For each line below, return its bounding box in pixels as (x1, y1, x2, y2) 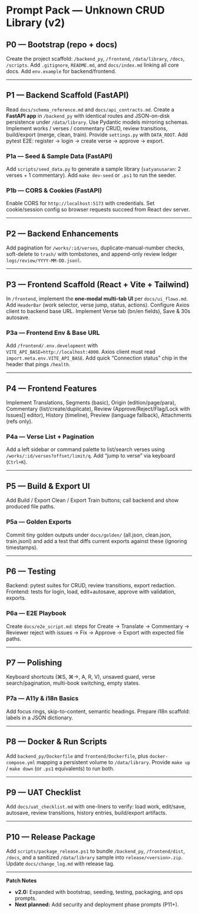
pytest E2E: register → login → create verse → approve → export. (6, 137, 164, 144)
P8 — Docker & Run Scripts (6, 737, 107, 747)
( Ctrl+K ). (6, 458, 28, 466)
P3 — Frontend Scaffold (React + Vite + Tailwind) (6, 280, 190, 290)
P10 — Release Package (6, 832, 95, 842)
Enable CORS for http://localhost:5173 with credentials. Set (6, 200, 155, 207)
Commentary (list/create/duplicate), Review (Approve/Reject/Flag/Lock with (6, 405, 190, 413)
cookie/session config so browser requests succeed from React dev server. (6, 206, 190, 213)
